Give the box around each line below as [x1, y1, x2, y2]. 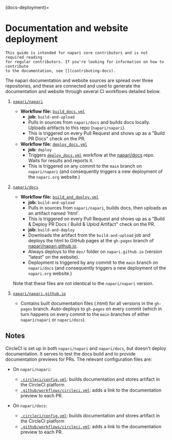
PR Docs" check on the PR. [28, 135, 86, 142]
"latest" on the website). [28, 254, 80, 260]
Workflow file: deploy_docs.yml [20, 141, 87, 147]
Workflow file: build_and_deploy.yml [20, 193, 99, 200]
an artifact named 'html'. [28, 210, 80, 216]
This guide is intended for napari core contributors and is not [5, 50, 148, 56]
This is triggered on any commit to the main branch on [28, 163, 142, 169]
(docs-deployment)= [5, 5, 50, 10]
